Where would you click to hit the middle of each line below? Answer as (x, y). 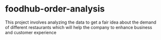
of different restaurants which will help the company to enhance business (79, 27)
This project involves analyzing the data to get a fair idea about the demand (81, 22)
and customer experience (31, 32)
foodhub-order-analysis (55, 9)
